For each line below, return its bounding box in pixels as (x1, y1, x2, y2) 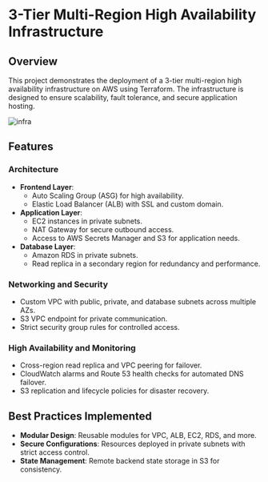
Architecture (8, 164, 59, 175)
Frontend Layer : (19, 182, 74, 191)
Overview (8, 54, 58, 68)
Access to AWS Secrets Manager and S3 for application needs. (31, 233, 240, 243)
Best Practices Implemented (8, 409, 152, 423)
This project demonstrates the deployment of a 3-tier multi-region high (8, 76, 242, 85)
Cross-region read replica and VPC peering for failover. (19, 360, 202, 370)
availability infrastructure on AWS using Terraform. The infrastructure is (8, 84, 244, 94)
